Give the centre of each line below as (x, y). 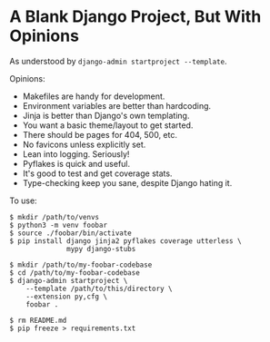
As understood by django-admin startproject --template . (118, 61)
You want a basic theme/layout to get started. (108, 125)
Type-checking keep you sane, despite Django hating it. (127, 182)
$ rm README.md (38, 320)
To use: (24, 200)
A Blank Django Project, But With (135, 17)
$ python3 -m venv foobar (58, 225)
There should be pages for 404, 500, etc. (100, 134)
